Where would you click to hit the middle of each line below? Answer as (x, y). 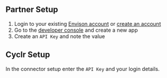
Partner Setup (32, 10)
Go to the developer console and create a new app (76, 30)
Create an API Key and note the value (60, 36)
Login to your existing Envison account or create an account (87, 23)
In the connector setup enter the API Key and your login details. (83, 69)
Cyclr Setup (28, 55)
